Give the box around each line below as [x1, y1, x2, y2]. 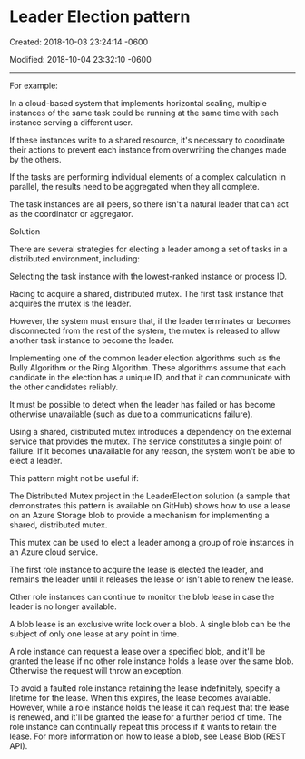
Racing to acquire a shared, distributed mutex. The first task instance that [9, 288, 284, 299]
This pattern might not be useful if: [9, 472, 139, 483]
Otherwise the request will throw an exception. [9, 665, 184, 675]
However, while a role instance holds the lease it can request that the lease [9, 702, 290, 713]
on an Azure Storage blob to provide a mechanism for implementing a [9, 509, 270, 520]
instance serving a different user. [9, 116, 133, 128]
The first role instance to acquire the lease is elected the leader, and [9, 564, 264, 575]
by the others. [9, 153, 62, 164]
